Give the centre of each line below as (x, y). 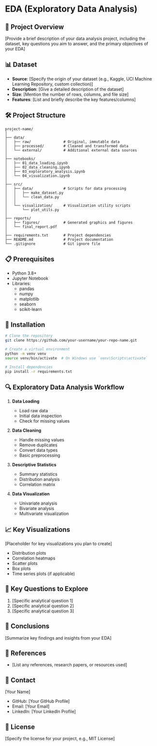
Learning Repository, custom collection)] (52, 84)
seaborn (28, 304)
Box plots (21, 568)
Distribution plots (29, 553)
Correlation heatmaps (34, 558)
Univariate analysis (38, 503)
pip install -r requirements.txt (39, 372)
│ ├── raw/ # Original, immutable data (62, 142)
